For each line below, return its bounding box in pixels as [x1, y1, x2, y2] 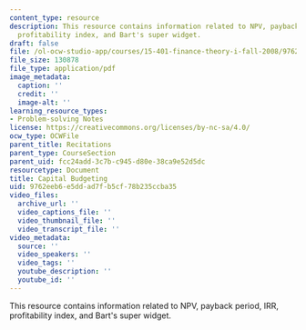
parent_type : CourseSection [9, 148, 117, 157]
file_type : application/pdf [9, 65, 117, 74]
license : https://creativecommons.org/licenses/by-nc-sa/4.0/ [9, 124, 250, 133]
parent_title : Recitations [9, 140, 112, 149]
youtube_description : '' [17, 267, 112, 276]
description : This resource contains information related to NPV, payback [9, 22, 300, 31]
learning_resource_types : [9, 106, 107, 115]
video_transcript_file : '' [17, 225, 120, 234]
